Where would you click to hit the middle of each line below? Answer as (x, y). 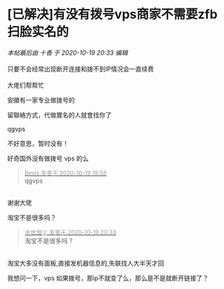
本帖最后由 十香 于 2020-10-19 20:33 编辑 (68, 53)
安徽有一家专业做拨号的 (41, 100)
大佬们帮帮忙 (26, 85)
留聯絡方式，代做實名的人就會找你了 (59, 115)
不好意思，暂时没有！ (38, 143)
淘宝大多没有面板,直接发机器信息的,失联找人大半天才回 (86, 263)
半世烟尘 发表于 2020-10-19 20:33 (70, 232)
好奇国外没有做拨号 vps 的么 (48, 158)
